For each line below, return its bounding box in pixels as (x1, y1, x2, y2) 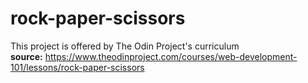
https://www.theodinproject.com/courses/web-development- (44, 50, 298, 62)
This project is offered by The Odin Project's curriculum (10, 40, 240, 52)
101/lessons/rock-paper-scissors (10, 61, 145, 73)
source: (10, 50, 43, 62)
